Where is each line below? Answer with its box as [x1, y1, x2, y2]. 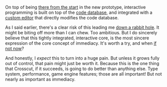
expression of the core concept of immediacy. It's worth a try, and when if [5, 40, 157, 46]
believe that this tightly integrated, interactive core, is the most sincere [5, 35, 150, 41]
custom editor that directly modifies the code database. [5, 15, 119, 20]
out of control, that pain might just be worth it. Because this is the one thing [5, 61, 160, 66]
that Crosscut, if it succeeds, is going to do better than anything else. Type [5, 66, 158, 72]
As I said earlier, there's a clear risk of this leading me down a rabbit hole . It [5, 24, 160, 30]
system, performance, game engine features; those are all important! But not [5, 71, 162, 77]
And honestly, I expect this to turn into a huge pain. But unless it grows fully [5, 55, 160, 61]
